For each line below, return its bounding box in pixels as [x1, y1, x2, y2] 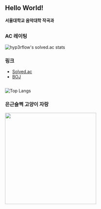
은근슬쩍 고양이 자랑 [5, 101, 49, 108]
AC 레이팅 [5, 33, 28, 39]
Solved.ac [12, 68, 33, 75]
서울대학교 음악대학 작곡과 [5, 17, 54, 23]
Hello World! [5, 4, 44, 12]
